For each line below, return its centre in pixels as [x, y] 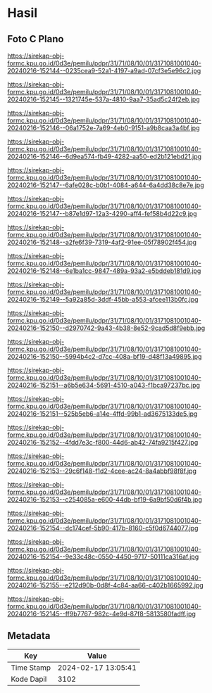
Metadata [29, 636]
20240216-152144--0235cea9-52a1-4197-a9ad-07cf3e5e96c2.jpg [104, 71]
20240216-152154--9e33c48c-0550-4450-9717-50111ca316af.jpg [103, 557]
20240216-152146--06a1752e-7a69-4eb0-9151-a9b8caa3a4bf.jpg [104, 128]
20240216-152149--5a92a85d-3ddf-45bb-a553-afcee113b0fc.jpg [103, 299]
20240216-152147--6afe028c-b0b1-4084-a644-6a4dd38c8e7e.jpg [106, 185]
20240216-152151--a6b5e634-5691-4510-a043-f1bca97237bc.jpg [104, 385]
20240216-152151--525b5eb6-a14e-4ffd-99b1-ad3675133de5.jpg [102, 414]
